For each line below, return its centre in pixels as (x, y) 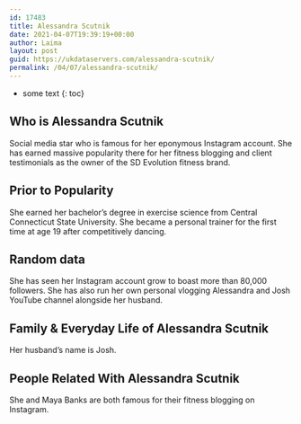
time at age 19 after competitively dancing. (88, 231)
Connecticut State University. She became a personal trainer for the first (143, 222)
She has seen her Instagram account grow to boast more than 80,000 (138, 281)
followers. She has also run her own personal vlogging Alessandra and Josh (150, 291)
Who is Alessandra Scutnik (87, 122)
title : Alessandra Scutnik (60, 26)
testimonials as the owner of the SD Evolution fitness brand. (120, 162)
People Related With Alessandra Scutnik (124, 378)
